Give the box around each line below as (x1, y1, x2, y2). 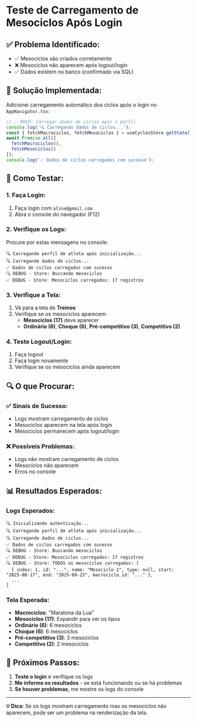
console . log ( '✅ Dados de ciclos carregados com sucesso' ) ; (6, 157, 154, 163)
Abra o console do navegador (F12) (14, 210, 100, 218)
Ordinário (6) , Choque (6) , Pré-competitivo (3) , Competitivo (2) (23, 323, 181, 330)
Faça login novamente (14, 357, 69, 365)
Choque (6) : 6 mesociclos (14, 628, 78, 635)
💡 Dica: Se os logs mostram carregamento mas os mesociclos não (6, 703, 167, 710)
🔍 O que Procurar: (6, 381, 75, 391)
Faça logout (14, 351, 44, 358)
